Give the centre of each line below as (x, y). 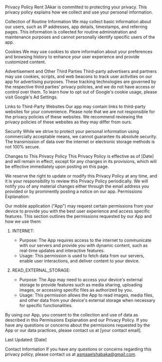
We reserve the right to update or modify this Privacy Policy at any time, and (81, 176)
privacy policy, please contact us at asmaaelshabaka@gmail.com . (71, 354)
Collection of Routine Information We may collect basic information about (78, 22)
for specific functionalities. (46, 305)
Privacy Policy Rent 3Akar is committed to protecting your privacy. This (76, 7)
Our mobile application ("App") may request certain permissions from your (79, 206)
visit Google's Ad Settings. (32, 97)
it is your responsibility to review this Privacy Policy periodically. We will (77, 181)
